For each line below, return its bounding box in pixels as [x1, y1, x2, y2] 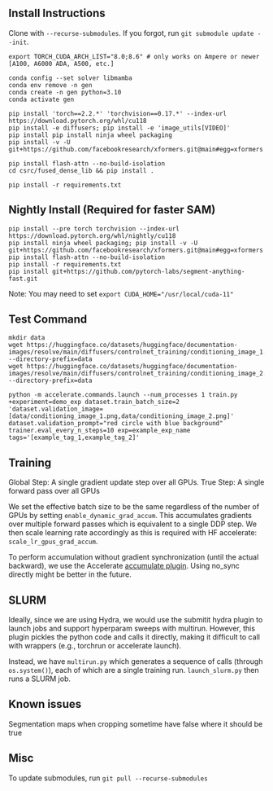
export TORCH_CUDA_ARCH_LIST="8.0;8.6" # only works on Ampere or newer [8, 52, 260, 60]
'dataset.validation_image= [8, 405, 104, 414]
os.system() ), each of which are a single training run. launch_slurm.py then [8, 666, 259, 675]
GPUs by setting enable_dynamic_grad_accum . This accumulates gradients [8, 511, 252, 521]
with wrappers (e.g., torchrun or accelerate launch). [8, 641, 181, 651]
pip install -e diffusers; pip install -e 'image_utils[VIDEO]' [8, 124, 231, 132]
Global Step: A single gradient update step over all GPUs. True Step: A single [8, 477, 265, 487]
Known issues [8, 697, 82, 711]
